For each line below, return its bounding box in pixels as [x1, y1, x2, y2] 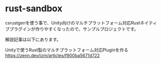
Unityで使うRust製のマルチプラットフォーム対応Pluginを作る [5, 47, 128, 53]
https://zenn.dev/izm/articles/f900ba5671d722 [5, 52, 100, 58]
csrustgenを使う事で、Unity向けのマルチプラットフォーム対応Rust [5, 20, 140, 26]
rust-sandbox [5, 3, 63, 14]
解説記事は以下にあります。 [5, 36, 61, 42]
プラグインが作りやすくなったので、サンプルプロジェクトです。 [9, 26, 139, 32]
